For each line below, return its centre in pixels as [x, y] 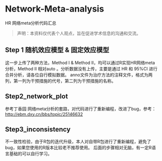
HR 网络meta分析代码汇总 [31, 23]
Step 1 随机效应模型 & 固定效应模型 [57, 50]
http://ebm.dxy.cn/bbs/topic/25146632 [44, 114]
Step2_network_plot [36, 96]
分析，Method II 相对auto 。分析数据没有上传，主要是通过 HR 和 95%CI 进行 [81, 68]
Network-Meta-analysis [55, 9]
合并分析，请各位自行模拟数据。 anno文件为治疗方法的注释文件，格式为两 [79, 75]
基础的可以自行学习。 [30, 154]
